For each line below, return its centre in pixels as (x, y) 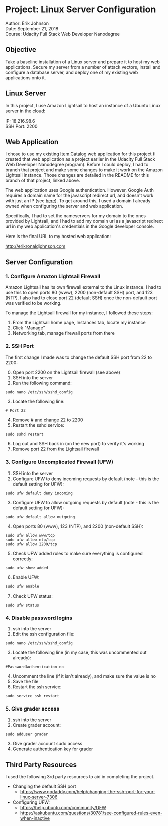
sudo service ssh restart (32, 696)
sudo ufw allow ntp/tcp (30, 540)
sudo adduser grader (27, 734)
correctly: (22, 559)
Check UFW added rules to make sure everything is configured (77, 553)
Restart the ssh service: (37, 687)
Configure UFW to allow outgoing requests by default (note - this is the (86, 502)
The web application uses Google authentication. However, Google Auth (79, 190)
